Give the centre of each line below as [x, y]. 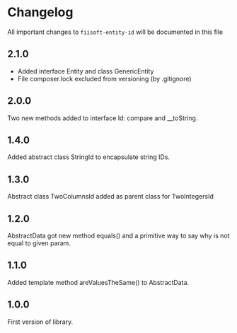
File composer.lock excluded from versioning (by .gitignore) [105, 78]
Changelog [40, 12]
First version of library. [40, 322]
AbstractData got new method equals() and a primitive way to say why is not [118, 235]
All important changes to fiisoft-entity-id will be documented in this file [115, 32]
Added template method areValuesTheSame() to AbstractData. [98, 282]
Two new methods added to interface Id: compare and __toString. [103, 118]
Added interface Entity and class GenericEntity [86, 71]
